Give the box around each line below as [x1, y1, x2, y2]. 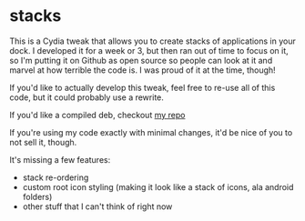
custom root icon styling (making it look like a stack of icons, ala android [22, 181, 294, 192]
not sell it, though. [9, 136, 77, 147]
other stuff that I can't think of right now [22, 201, 173, 212]
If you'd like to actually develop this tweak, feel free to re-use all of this [9, 82, 276, 93]
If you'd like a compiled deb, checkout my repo [9, 109, 186, 120]
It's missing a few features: [9, 154, 111, 165]
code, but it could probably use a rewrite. [9, 92, 164, 103]
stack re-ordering [22, 172, 89, 183]
